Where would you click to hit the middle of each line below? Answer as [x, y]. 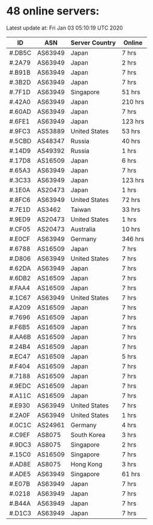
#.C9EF [20, 435]
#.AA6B [20, 337]
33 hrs [131, 209]
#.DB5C [20, 52]
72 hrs [131, 200]
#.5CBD [20, 141]
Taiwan [81, 209]
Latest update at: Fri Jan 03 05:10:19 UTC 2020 [64, 28]
